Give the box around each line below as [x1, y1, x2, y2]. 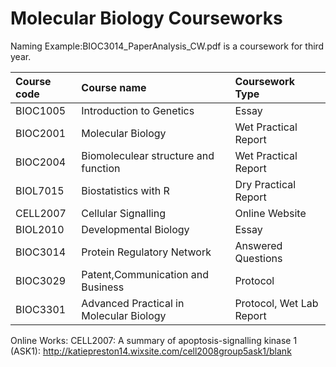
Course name [81, 80, 147, 94]
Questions [234, 251, 283, 265]
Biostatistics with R [81, 183, 170, 197]
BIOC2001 [15, 126, 67, 140]
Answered [234, 238, 283, 252]
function [81, 161, 121, 175]
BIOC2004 [15, 155, 67, 169]
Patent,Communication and [81, 267, 209, 281]
